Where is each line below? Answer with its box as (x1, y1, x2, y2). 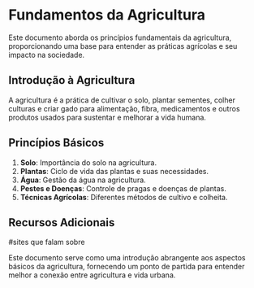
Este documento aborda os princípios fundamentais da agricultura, (8, 33, 232, 42)
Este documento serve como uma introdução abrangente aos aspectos (8, 253, 246, 263)
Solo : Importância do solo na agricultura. (19, 157, 157, 168)
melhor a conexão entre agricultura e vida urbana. (8, 270, 176, 280)
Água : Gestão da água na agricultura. (19, 175, 146, 185)
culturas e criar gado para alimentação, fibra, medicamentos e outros (8, 103, 241, 113)
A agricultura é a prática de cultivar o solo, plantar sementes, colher (8, 95, 235, 105)
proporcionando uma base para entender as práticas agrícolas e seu (8, 41, 238, 50)
